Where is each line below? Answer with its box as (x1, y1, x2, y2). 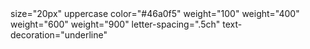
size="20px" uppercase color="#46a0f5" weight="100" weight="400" (10, 8, 300, 19)
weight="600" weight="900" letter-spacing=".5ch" (10, 18, 221, 30)
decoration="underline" (10, 29, 108, 41)
